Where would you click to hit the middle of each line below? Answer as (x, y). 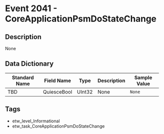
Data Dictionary (29, 64)
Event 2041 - (31, 9)
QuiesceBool (58, 92)
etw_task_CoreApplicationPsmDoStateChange (58, 126)
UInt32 (85, 92)
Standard (23, 77)
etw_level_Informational (36, 121)
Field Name (58, 80)
